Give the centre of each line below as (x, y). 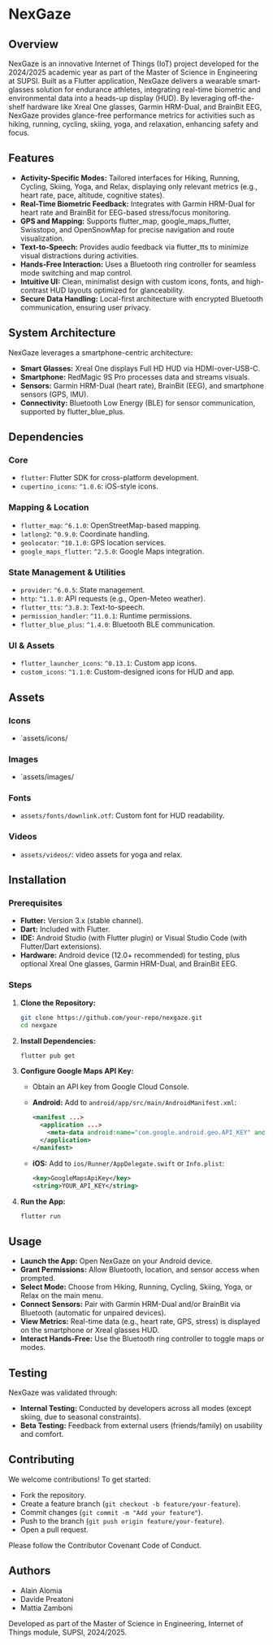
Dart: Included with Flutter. (65, 929)
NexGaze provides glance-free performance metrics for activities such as (132, 115)
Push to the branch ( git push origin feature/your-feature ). (122, 1521)
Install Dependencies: (58, 1040)
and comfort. (42, 1434)
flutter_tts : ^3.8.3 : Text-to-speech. (82, 607)
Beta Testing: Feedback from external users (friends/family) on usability (141, 1426)
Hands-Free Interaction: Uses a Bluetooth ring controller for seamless (138, 264)
